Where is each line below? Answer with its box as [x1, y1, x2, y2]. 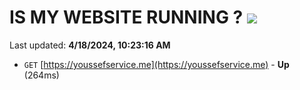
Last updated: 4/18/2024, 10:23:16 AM [9, 39, 171, 51]
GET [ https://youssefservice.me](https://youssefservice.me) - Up [23, 58, 290, 70]
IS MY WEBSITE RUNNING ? [9, 6, 244, 29]
